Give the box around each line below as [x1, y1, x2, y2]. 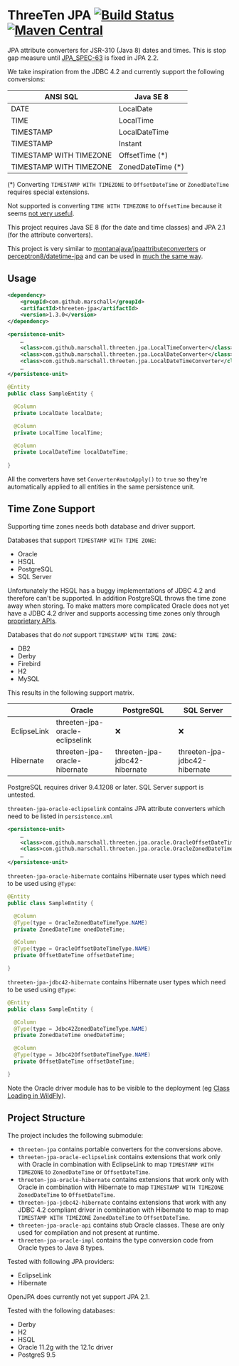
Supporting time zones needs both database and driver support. [7, 521, 196, 531]
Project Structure [7, 1112, 85, 1124]
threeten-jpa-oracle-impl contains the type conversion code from [17, 1235, 213, 1244]
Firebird [17, 659, 41, 668]
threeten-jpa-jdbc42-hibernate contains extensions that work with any [17, 1198, 227, 1206]
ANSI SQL [44, 91, 78, 101]
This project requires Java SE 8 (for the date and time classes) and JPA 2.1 [7, 223, 225, 231]
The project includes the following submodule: [7, 1131, 144, 1139]
